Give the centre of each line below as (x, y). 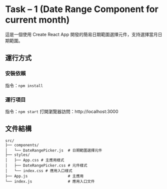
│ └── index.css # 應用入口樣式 (39, 171)
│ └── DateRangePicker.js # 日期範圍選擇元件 (54, 150)
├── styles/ (17, 155)
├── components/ (22, 145)
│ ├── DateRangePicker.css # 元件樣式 (46, 165)
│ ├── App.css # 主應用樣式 (35, 160)
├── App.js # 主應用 (44, 176)
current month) (37, 20)
